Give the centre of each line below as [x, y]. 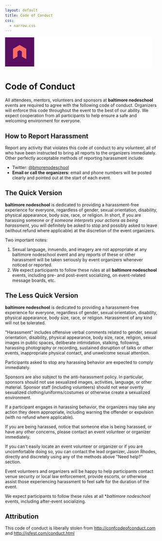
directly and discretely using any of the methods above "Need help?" [74, 456]
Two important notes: [26, 240]
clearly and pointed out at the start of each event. [62, 178]
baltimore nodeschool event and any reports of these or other [74, 254]
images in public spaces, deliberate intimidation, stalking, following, [73, 342]
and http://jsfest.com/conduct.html [40, 533]
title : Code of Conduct [29, 15]
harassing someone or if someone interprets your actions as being [72, 220]
